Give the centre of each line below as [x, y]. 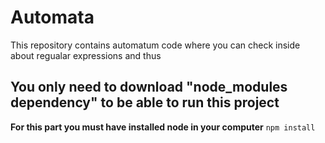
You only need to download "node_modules [149, 87]
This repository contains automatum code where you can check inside [155, 45]
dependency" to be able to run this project [145, 102]
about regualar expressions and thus [86, 55]
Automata [52, 17]
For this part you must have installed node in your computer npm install [163, 127]
